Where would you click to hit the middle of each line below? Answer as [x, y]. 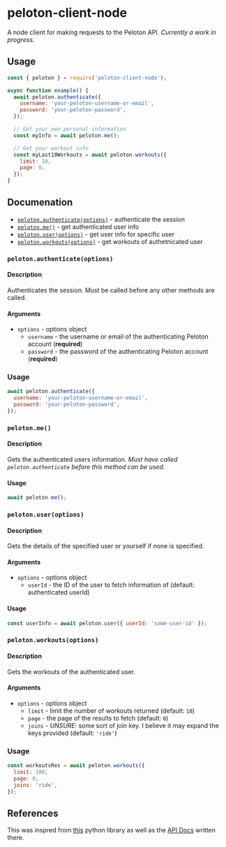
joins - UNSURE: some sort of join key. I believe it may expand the [123, 725]
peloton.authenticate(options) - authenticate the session [101, 219]
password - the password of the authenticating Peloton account [118, 352]
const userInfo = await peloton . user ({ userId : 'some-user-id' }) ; [107, 623]
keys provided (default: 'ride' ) [72, 733]
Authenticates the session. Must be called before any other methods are [111, 290]
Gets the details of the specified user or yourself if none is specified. [106, 546]
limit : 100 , [31, 772]
